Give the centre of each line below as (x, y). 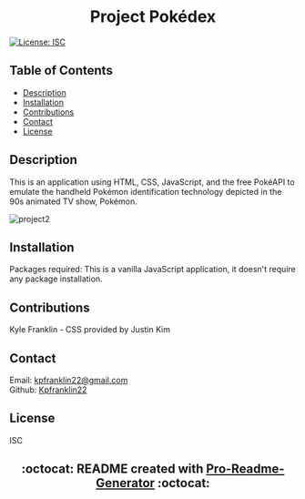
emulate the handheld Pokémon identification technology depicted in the (146, 191)
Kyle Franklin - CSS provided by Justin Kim (90, 330)
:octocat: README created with (112, 469)
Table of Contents (61, 71)
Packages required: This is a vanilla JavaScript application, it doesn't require (152, 270)
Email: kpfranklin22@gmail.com (69, 380)
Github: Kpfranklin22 (48, 390)
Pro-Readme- (245, 469)
